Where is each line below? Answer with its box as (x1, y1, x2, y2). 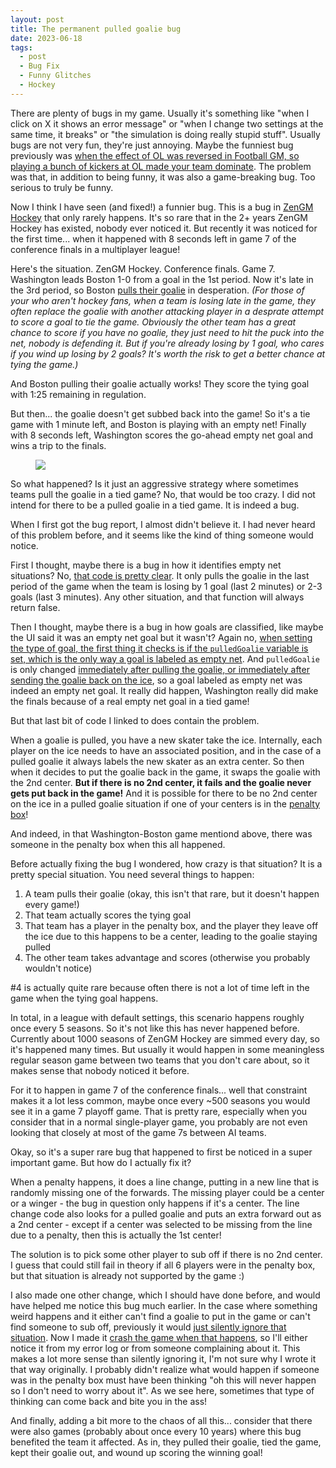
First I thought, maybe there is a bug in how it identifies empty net (10, 559, 282, 571)
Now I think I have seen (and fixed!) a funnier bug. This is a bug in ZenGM (10, 201, 314, 213)
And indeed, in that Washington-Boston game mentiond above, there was (10, 827, 313, 840)
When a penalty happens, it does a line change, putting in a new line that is (10, 1176, 320, 1188)
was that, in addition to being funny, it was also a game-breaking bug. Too (10, 171, 316, 183)
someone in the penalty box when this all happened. (10, 838, 226, 850)
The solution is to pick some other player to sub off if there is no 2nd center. (10, 1248, 323, 1260)
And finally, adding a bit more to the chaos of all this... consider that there (10, 1414, 313, 1426)
